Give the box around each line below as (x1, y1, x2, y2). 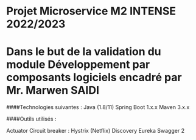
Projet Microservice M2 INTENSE (6, 4, 177, 18)
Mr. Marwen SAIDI (6, 84, 99, 98)
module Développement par (6, 58, 150, 72)
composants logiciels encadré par (6, 71, 182, 84)
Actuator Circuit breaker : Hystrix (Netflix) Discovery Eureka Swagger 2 (6, 127, 184, 135)
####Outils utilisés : (6, 115, 57, 122)
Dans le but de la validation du (6, 45, 161, 59)
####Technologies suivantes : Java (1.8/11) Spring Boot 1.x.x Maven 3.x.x (6, 104, 190, 111)
